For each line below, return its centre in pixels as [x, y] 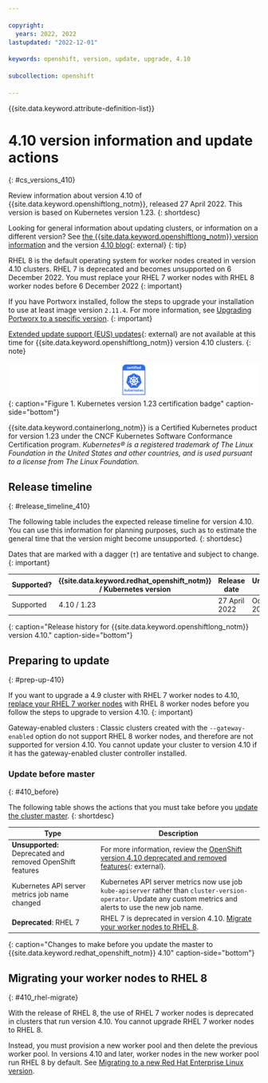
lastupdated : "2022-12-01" [53, 42]
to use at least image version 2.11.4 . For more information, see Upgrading [130, 310]
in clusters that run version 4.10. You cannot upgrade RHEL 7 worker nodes [131, 1021]
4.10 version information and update [131, 140]
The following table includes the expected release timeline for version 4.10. [131, 522]
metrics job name [40, 894]
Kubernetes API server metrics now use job [172, 881]
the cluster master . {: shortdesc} [61, 816]
